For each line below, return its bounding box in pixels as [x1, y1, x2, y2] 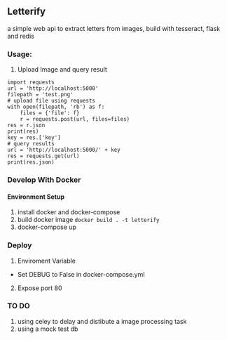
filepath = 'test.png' [7, 91, 74, 98]
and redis [7, 32, 35, 40]
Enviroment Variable [17, 256, 76, 265]
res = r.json [7, 122, 46, 129]
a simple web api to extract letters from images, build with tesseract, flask [7, 24, 221, 32]
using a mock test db [17, 325, 78, 333]
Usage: [7, 49, 33, 59]
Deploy [7, 240, 32, 250]
